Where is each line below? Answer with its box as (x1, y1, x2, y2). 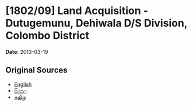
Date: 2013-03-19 (5, 48, 48, 55)
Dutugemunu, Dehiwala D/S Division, (5, 16, 188, 30)
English (13, 81, 32, 88)
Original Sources (5, 65, 68, 75)
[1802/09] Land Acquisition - (5, 4, 149, 18)
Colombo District (5, 29, 90, 42)
